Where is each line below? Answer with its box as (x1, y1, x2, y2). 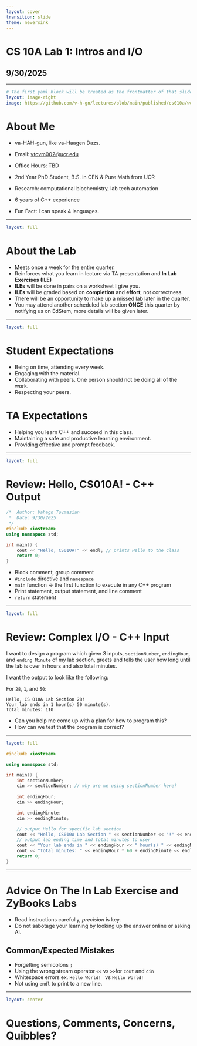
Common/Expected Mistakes (6, 946, 115, 956)
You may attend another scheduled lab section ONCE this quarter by (14, 301, 180, 308)
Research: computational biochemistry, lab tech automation (14, 184, 158, 191)
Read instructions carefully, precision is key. (14, 916, 121, 923)
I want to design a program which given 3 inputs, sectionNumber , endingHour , (6, 650, 191, 657)
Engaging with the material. (14, 369, 81, 376)
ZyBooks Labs (6, 896, 77, 910)
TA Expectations (6, 409, 88, 422)
